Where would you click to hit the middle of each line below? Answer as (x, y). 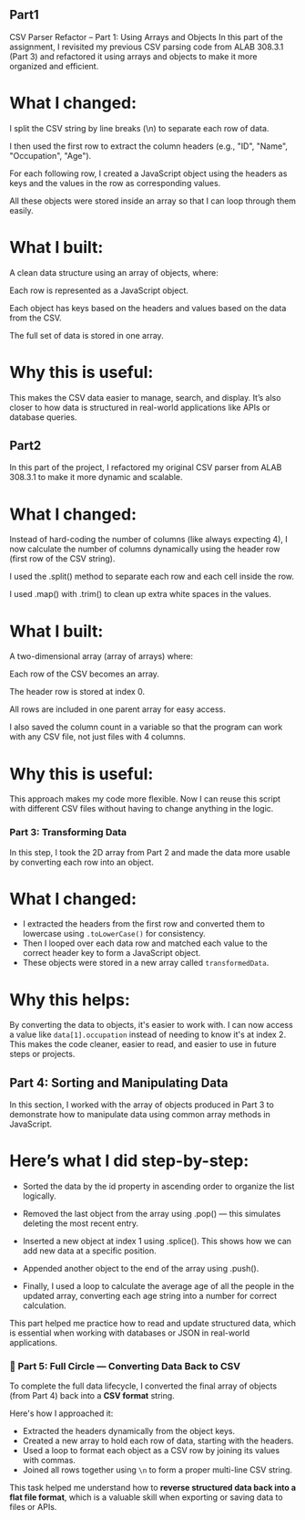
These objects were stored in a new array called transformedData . (146, 963)
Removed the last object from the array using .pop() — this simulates (152, 1214)
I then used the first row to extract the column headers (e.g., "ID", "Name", (149, 146)
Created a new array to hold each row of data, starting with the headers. (158, 1441)
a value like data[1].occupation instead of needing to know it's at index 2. (148, 1034)
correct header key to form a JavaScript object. (112, 953)
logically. (39, 1196)
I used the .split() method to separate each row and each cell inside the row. (152, 577)
